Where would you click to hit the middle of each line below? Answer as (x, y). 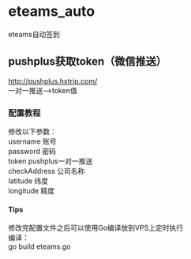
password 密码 (32, 152)
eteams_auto (52, 11)
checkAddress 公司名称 (47, 171)
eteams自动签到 (34, 34)
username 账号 (32, 141)
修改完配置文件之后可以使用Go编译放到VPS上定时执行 (96, 228)
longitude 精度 (32, 191)
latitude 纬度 (28, 181)
